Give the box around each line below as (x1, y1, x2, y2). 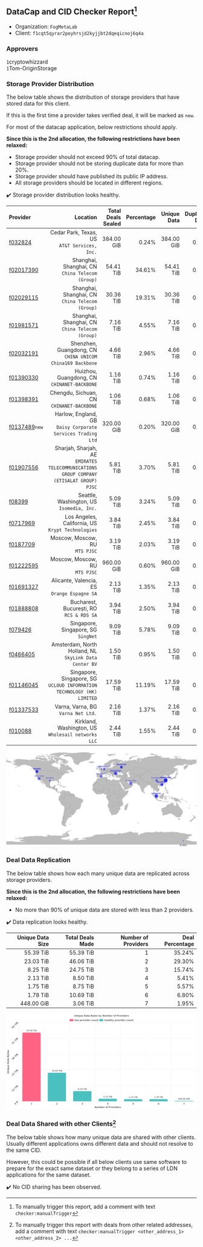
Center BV (72, 661, 98, 668)
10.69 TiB (69, 991, 95, 998)
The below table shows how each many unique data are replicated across (6, 870, 190, 877)
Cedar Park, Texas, (50, 229, 98, 236)
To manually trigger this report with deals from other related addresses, (14, 1222, 193, 1229)
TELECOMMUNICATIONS (48, 465, 98, 471)
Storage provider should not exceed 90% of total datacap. (14, 153, 160, 161)
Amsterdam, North (51, 641, 98, 648)
